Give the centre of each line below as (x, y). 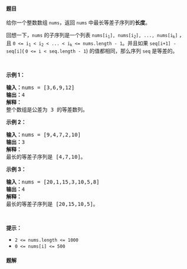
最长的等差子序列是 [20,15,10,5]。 (52, 204)
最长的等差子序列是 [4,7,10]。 (46, 157)
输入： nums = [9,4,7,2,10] (44, 134)
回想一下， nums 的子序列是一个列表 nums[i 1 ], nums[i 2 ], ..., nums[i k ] (92, 36)
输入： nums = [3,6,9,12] (40, 87)
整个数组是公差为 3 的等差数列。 (47, 109)
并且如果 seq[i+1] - (152, 43)
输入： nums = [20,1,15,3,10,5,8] (53, 182)
